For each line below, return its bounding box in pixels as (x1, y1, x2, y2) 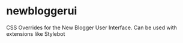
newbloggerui (6, 4, 77, 18)
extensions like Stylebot (6, 30, 65, 37)
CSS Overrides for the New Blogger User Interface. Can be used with (6, 24, 177, 31)
